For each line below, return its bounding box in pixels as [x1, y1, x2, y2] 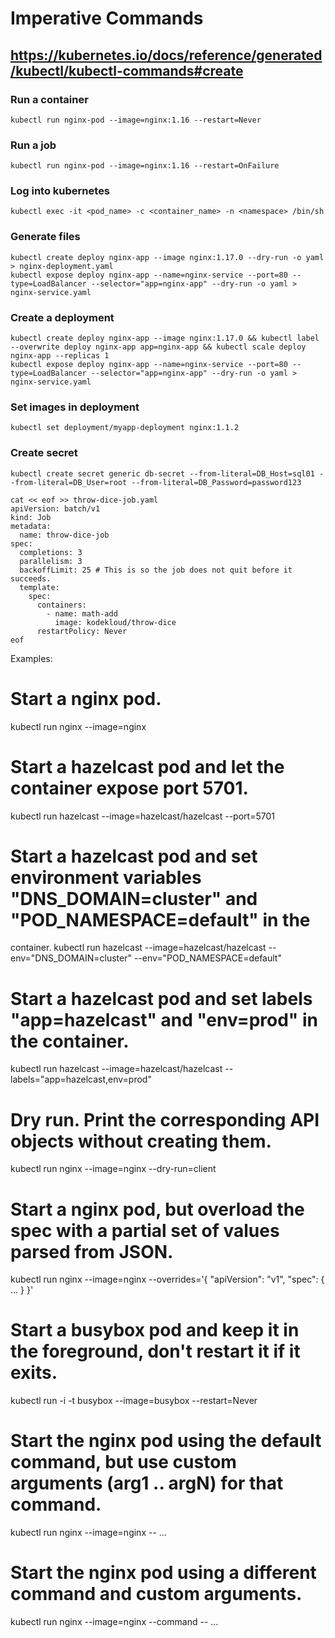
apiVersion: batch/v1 [10, 503, 101, 514]
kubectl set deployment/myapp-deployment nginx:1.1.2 [10, 423, 240, 433]
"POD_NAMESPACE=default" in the [10, 908, 311, 931]
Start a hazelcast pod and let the [10, 755, 285, 778]
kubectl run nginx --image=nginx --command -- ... [10, 1616, 219, 1628]
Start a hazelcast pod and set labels [10, 987, 313, 1010]
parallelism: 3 [19, 556, 83, 566]
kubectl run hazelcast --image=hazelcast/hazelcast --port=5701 [10, 810, 275, 822]
